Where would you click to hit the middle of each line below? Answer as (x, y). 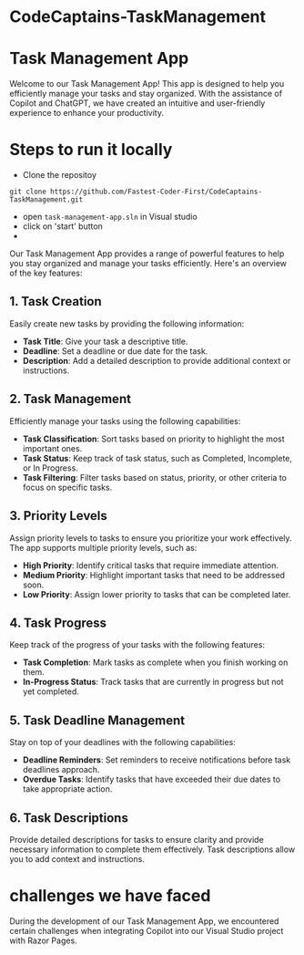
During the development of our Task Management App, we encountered (144, 921)
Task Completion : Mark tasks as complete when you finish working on (155, 662)
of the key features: (46, 273)
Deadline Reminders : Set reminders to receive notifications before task (157, 760)
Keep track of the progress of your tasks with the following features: (137, 645)
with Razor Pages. (43, 940)
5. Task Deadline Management (97, 720)
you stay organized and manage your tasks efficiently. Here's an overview (148, 264)
